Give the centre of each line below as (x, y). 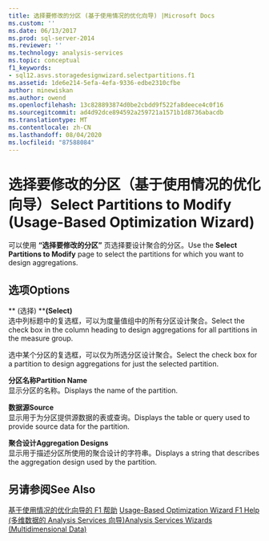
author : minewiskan (41, 90)
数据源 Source (31, 408)
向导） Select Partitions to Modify (120, 204)
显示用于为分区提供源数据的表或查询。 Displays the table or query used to (129, 418)
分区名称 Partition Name (48, 381)
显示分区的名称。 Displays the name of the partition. (93, 390)
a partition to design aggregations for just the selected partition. (113, 364)
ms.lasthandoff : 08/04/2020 (55, 135)
